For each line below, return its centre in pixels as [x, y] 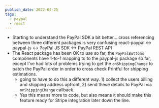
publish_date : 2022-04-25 [32, 10]
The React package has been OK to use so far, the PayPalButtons [78, 53]
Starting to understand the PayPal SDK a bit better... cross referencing [83, 37]
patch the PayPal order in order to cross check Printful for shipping [80, 69]
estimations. [25, 74]
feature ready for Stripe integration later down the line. [75, 100]
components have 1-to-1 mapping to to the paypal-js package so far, [81, 58]
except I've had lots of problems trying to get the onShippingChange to [82, 64]
